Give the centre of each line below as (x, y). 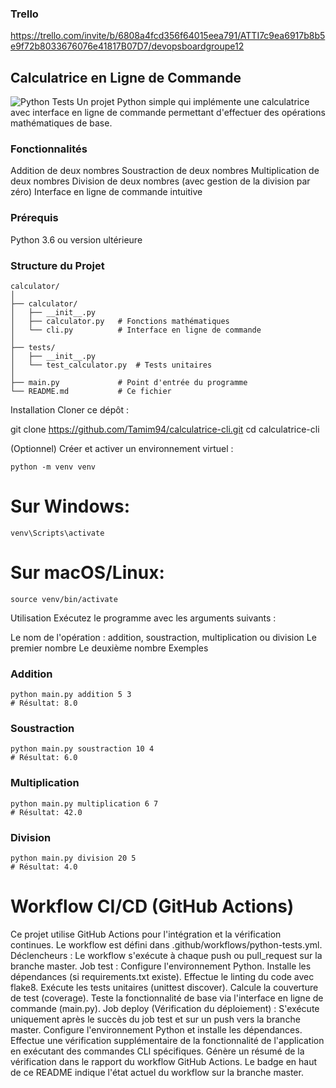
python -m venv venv (53, 467)
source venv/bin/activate (64, 599)
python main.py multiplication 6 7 (84, 803)
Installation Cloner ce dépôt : (70, 410)
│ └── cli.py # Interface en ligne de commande (136, 330)
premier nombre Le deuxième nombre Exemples (109, 648)
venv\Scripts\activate (57, 533)
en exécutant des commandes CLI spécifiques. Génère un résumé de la (157, 1051)
